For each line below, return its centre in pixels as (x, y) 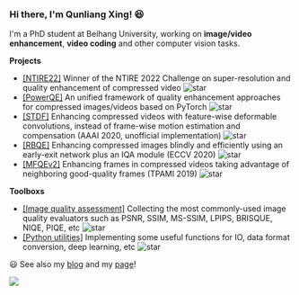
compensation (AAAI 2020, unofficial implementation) (122, 136)
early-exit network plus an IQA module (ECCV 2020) (119, 155)
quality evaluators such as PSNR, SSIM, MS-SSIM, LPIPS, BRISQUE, (147, 219)
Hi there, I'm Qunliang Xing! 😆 (77, 14)
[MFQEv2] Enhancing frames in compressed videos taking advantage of (156, 165)
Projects (26, 61)
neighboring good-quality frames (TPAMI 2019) (110, 174)
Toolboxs (27, 192)
